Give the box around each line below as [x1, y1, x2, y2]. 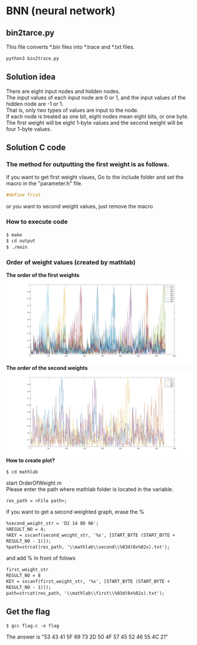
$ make [6, 232, 22, 238]
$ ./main [6, 244, 28, 250]
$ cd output [6, 238, 35, 244]
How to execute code [6, 218, 68, 226]
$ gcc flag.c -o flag [6, 623, 60, 628]
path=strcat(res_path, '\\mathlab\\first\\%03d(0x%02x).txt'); [6, 591, 165, 596]
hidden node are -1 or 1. [6, 100, 64, 107]
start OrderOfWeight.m [6, 479, 62, 486]
